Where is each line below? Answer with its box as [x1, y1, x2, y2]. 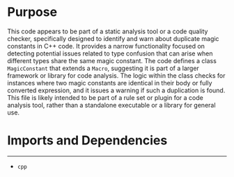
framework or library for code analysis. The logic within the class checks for [7, 71, 226, 80]
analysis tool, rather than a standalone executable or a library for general [7, 101, 216, 109]
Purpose [7, 4, 58, 20]
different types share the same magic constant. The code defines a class [7, 56, 217, 65]
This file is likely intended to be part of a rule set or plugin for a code [7, 93, 203, 101]
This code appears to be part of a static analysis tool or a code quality [7, 27, 208, 35]
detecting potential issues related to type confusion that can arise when [7, 49, 214, 58]
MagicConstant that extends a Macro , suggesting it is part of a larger [7, 64, 200, 72]
